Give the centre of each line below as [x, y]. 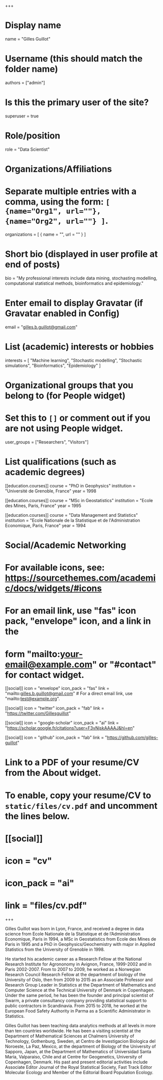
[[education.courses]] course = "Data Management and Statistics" [72, 515]
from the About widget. [53, 773]
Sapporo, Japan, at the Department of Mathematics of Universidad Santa [78, 1052]
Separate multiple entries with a [71, 192]
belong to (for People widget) [65, 396]
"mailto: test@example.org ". [32, 699]
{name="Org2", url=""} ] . [57, 221]
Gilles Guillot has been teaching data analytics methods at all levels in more [81, 1026]
